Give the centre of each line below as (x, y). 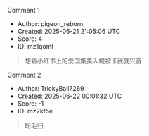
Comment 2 (24, 75)
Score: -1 (31, 104)
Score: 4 (30, 39)
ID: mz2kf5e (35, 111)
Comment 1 (24, 10)
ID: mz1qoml (35, 46)
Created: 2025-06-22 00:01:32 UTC (70, 96)
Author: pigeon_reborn (50, 24)
